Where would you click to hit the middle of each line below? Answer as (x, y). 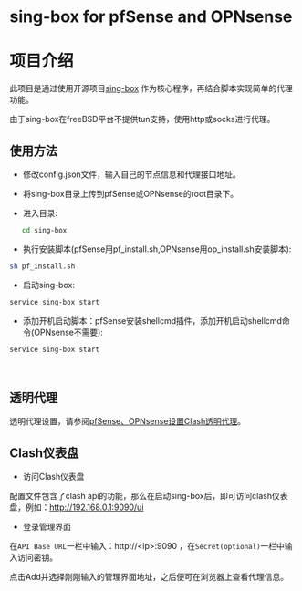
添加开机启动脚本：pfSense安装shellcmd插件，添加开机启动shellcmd (152, 320)
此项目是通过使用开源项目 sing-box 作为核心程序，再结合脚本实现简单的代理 (151, 88)
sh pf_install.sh (42, 266)
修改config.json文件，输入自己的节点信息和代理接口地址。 (132, 174)
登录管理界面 (47, 527)
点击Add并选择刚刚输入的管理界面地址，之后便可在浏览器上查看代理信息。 (149, 577)
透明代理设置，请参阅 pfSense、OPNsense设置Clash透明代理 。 (128, 421)
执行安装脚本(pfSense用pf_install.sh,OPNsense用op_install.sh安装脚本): (157, 249)
